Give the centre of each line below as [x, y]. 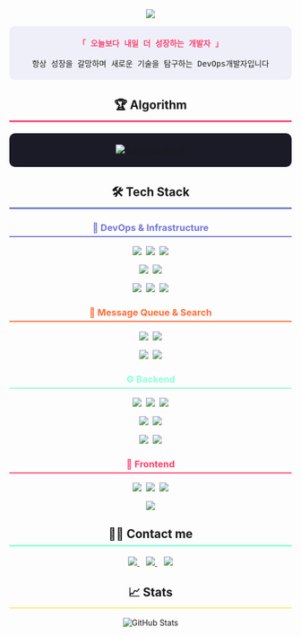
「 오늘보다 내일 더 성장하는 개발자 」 [150, 44]
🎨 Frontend [150, 464]
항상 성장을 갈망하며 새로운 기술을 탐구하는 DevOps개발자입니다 [150, 63]
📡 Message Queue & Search [150, 313]
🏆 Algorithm [150, 105]
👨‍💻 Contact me [150, 534]
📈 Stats [150, 592]
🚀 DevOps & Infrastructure [150, 227]
